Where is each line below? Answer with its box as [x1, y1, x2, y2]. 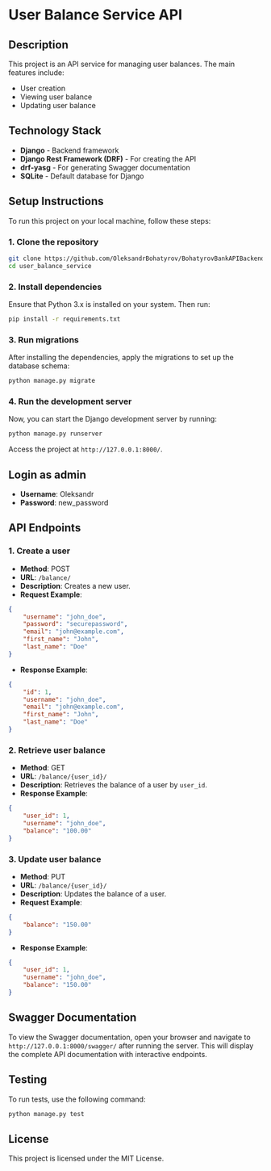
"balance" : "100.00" [23, 826, 92, 835]
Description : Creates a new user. [19, 581, 131, 590]
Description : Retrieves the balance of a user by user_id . [19, 780, 208, 790]
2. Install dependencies [8, 281, 102, 292]
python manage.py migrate [8, 377, 95, 385]
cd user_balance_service [8, 262, 92, 270]
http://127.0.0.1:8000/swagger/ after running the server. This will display [8, 1040, 254, 1051]
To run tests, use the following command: [8, 1094, 146, 1104]
